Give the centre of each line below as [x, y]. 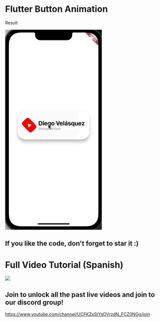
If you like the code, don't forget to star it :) [72, 244]
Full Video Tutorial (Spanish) [64, 265]
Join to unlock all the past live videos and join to [80, 295]
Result [12, 23]
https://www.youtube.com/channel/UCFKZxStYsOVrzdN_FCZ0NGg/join [78, 314]
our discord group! [34, 302]
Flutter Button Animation [57, 9]
